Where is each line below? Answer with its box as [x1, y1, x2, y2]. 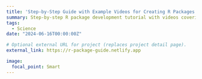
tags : [6, 20, 20, 26]
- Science [11, 25, 36, 32]
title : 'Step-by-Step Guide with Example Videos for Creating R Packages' [6, 8, 198, 15]
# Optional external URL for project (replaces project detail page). [6, 42, 187, 48]
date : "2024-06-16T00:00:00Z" [6, 31, 82, 37]
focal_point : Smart [11, 63, 61, 69]
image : [6, 58, 23, 64]
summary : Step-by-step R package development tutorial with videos [6, 14, 179, 20]
